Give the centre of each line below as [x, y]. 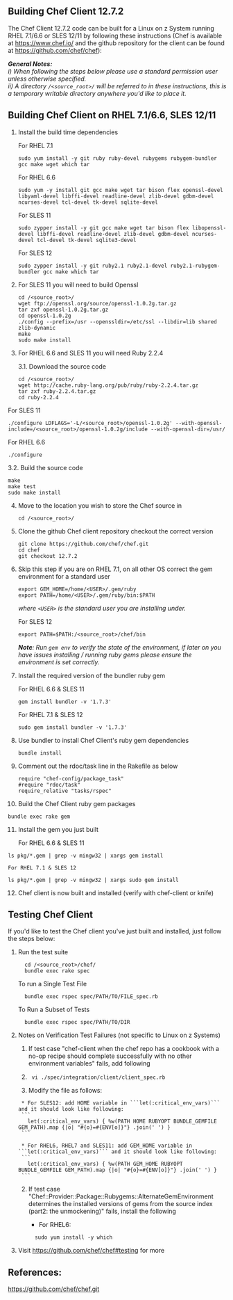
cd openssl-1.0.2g [44, 316]
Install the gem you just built [58, 829]
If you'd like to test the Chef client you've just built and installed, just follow [115, 931]
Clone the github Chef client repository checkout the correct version [115, 531]
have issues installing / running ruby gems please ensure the [105, 655]
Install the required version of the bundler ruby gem [92, 675]
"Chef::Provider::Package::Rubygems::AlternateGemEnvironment [121, 1196]
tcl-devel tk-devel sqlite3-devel [86, 240]
